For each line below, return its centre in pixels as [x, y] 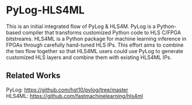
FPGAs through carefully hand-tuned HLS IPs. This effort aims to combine [95, 45]
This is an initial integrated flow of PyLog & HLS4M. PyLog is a [81, 26]
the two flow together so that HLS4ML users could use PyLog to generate [95, 51]
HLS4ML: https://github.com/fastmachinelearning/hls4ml [75, 96]
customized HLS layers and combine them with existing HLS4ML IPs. [89, 57]
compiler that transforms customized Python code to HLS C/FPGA [102, 32]
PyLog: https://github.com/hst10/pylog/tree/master [67, 90]
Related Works [33, 76]
